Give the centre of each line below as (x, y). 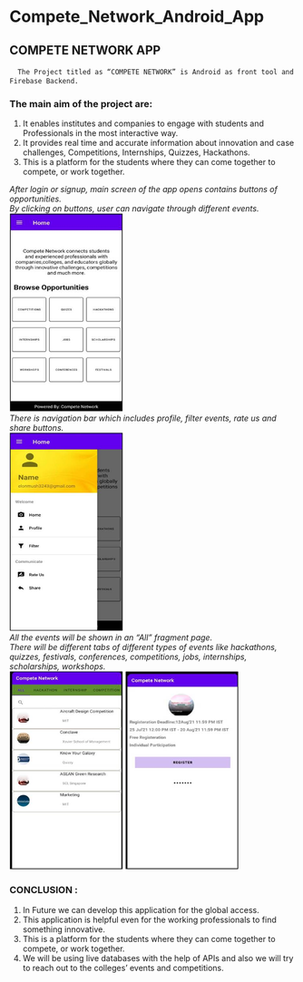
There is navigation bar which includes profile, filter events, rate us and (143, 418)
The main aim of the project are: (81, 103)
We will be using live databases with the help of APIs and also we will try (158, 958)
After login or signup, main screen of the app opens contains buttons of (144, 190)
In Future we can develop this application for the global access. (141, 909)
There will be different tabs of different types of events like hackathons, (143, 647)
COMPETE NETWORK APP (85, 50)
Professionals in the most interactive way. (100, 133)
